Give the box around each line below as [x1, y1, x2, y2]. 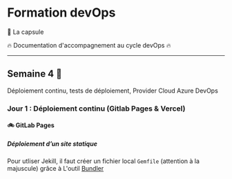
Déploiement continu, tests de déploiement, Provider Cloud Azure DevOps [7, 86, 219, 95]
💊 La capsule [7, 28, 44, 36]
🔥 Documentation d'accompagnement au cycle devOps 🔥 [7, 41, 171, 49]
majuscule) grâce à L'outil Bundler [7, 164, 104, 173]
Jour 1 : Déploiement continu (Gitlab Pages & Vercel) [7, 104, 186, 113]
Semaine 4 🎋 [7, 68, 62, 80]
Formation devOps [7, 5, 116, 21]
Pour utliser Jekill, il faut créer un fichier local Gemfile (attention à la [7, 157, 200, 165]
